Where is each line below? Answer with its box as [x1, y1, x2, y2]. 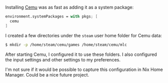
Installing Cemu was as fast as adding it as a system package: [5, 5, 134, 10]
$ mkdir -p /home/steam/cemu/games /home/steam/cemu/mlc [5, 42, 127, 47]
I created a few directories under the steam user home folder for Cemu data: [5, 32, 162, 38]
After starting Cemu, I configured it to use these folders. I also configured [5, 51, 157, 57]
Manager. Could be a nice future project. [5, 71, 90, 77]
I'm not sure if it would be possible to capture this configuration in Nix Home [5, 66, 163, 72]
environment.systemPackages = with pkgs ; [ [5, 14, 98, 19]
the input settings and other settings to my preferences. [5, 56, 121, 62]
